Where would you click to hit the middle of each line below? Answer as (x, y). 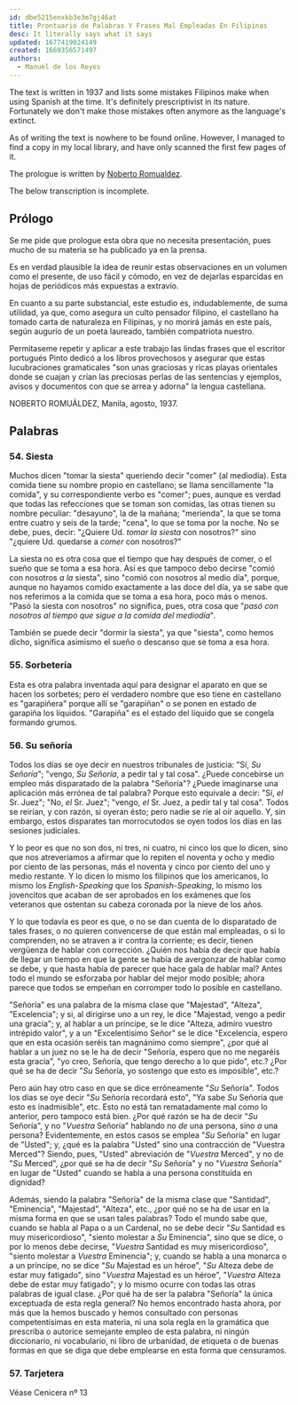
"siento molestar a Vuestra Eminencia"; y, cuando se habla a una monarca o (148, 1256)
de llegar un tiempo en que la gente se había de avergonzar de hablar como (148, 959)
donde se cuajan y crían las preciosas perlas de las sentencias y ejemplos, (145, 376)
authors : (25, 59)
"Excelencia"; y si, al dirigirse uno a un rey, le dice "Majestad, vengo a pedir (148, 1014)
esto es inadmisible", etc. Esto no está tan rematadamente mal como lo (138, 1107)
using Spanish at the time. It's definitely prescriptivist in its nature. (129, 101)
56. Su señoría (41, 745)
